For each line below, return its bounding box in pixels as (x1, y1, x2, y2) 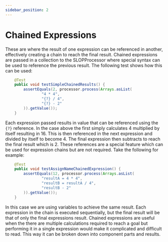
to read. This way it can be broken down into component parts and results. (5, 231, 161, 237)
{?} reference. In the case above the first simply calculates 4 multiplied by (5, 125, 160, 131)
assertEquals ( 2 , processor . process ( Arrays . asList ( (23, 87, 133, 92)
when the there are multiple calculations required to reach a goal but (5, 220, 148, 226)
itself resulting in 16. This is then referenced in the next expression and (5, 130, 153, 136)
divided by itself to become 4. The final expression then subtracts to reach (5, 135, 160, 142)
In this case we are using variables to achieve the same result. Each (5, 204, 146, 210)
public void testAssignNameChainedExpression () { (14, 166, 121, 171)
